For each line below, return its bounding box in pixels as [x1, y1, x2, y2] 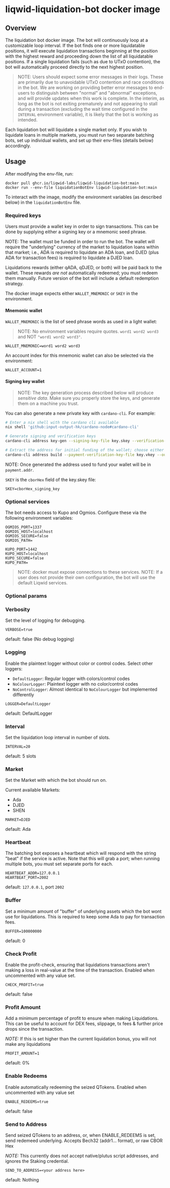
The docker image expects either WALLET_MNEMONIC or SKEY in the [5, 290, 138, 296]
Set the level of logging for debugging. [5, 617, 86, 623]
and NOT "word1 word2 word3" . [17, 334, 82, 340]
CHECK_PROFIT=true [5, 983, 44, 988]
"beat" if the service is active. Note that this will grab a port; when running [5, 856, 160, 862]
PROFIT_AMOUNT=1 [5, 1051, 39, 1056]
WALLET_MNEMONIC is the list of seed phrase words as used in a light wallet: [5, 319, 157, 325]
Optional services [5, 498, 50, 505]
